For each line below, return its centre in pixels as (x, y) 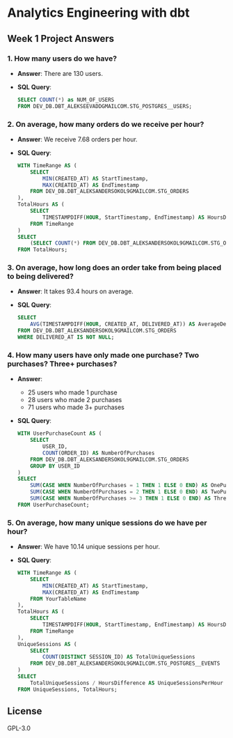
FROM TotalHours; (42, 250)
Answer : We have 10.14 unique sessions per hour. (88, 547)
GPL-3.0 (19, 728)
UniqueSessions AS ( (47, 644)
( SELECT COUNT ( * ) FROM (63, 243)
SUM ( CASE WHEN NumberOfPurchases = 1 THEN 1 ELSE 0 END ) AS (119, 486)
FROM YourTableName (58, 599)
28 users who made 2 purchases (75, 400)
